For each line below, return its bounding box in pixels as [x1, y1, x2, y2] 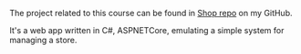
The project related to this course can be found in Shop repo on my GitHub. [9, 8, 293, 18]
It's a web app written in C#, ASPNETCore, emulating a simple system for [9, 25, 285, 35]
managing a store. [9, 35, 78, 45]
